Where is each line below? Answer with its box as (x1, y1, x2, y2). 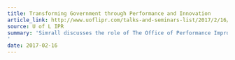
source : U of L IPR (7, 23, 64, 30)
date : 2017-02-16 (7, 42, 58, 49)
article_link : (7, 17, 49, 23)
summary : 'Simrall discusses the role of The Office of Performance (7, 29, 211, 37)
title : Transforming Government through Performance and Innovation (7, 10, 211, 17)
